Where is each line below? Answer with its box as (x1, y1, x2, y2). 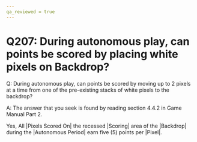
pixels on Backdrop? (6, 60, 110, 74)
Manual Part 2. (6, 110, 43, 117)
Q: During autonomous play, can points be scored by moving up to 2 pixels (6, 80, 191, 87)
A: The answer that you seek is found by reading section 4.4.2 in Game (6, 104, 182, 111)
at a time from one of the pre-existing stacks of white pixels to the (6, 86, 169, 93)
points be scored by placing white (6, 47, 178, 61)
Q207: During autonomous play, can (6, 34, 190, 48)
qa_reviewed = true (6, 8, 55, 15)
